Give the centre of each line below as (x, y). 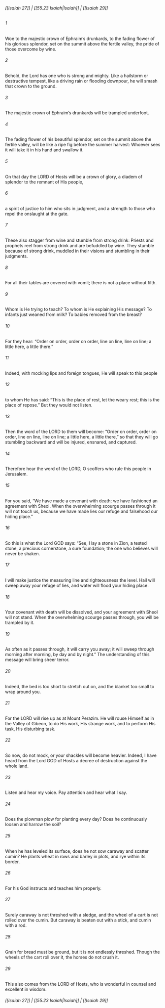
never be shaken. (23, 553)
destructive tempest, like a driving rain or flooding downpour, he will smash (81, 81)
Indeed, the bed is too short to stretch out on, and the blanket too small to (80, 686)
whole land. (17, 766)
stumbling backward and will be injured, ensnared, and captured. (71, 442)
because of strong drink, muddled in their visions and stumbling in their (78, 251)
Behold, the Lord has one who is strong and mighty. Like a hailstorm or (77, 76)
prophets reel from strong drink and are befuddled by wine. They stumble (80, 246)
